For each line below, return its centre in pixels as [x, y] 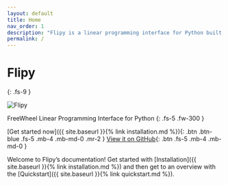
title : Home [24, 20]
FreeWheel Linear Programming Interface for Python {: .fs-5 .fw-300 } [106, 119]
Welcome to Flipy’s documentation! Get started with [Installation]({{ [102, 160]
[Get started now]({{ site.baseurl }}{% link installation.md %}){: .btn [102, 132]
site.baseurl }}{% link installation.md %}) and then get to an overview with [111, 167]
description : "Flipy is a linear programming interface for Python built [115, 33]
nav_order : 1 [26, 26]
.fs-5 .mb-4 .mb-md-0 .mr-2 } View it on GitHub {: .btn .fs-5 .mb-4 [114, 139]
